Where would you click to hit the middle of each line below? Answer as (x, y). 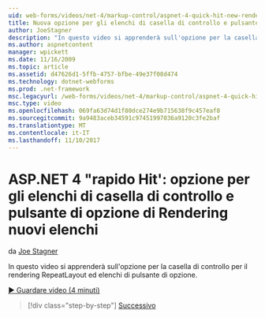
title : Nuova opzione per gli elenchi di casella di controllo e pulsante (134, 23)
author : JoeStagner (40, 30)
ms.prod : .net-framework (49, 89)
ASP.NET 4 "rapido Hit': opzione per (129, 179)
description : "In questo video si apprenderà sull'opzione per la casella (134, 37)
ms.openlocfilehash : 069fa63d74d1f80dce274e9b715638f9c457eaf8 (114, 111)
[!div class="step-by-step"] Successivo (91, 305)
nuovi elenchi (53, 229)
